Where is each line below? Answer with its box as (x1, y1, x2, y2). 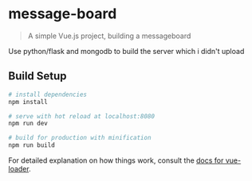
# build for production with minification (8, 134, 152, 142)
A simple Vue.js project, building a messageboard (27, 31, 191, 40)
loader (8, 164, 30, 173)
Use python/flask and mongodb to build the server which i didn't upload (8, 46, 245, 56)
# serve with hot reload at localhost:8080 (8, 112, 156, 120)
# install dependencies (8, 90, 88, 98)
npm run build (8, 141, 56, 149)
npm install (8, 98, 48, 106)
